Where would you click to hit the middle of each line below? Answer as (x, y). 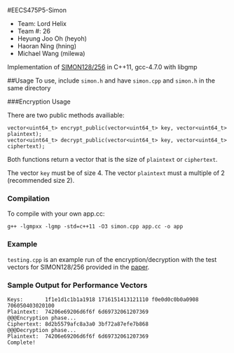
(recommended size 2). (41, 180)
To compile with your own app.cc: (56, 214)
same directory (29, 88)
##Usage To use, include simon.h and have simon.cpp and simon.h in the (111, 81)
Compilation (29, 198)
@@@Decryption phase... (42, 330)
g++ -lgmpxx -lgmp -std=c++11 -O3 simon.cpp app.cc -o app (95, 227)
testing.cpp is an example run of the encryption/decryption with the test (112, 259)
